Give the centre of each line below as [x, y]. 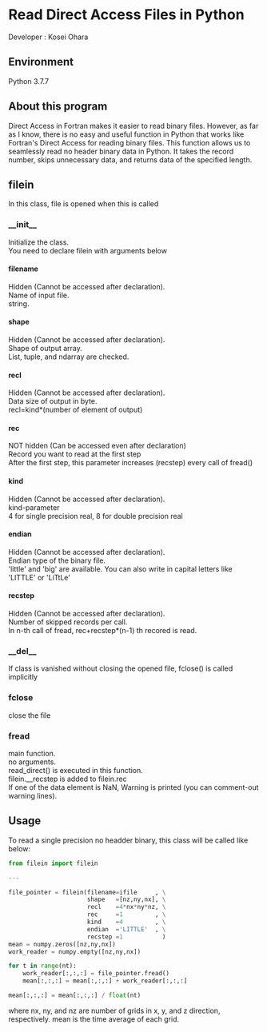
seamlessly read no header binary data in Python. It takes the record [121, 151]
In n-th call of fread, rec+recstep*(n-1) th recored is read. [103, 631]
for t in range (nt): [43, 966]
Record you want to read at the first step [75, 454]
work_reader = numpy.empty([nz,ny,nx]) [75, 952]
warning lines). [33, 795]
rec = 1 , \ [126, 914]
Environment [41, 62]
